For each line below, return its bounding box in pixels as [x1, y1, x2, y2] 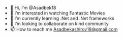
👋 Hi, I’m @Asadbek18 [10, 5, 56, 10]
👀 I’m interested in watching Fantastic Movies [10, 10, 105, 16]
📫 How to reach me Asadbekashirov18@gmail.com [10, 26, 118, 32]
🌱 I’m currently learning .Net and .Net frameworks [10, 15, 114, 21]
